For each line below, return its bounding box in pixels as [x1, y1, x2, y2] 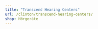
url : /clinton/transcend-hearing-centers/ [5, 12, 93, 17]
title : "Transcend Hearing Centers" [5, 7, 80, 12]
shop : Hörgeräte [5, 16, 38, 21]
